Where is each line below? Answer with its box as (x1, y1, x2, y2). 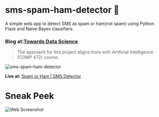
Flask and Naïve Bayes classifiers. (5, 25, 74, 31)
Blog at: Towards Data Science (5, 38, 79, 45)
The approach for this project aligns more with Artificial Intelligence (17, 49, 154, 55)
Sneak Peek (5, 91, 54, 102)
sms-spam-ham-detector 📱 (5, 4, 119, 16)
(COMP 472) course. (17, 54, 59, 60)
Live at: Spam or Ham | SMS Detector (5, 73, 81, 79)
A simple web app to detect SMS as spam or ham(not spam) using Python (5, 21, 155, 26)
